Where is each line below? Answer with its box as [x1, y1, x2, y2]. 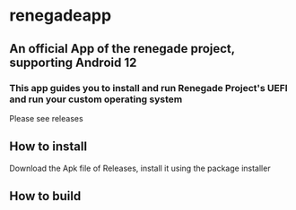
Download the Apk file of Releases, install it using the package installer [9, 163, 271, 173]
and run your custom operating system [9, 93, 183, 105]
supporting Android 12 [9, 55, 137, 70]
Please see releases [9, 113, 83, 123]
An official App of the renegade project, [9, 41, 235, 56]
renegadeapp [9, 5, 112, 26]
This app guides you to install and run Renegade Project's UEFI [9, 81, 289, 94]
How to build [9, 189, 82, 204]
